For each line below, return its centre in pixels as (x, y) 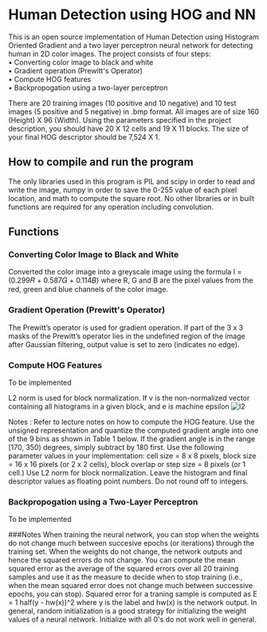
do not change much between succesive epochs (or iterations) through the (132, 543)
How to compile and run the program (101, 162)
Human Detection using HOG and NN (132, 15)
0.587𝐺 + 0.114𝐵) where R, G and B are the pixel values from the (148, 280)
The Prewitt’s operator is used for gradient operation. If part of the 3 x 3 (126, 327)
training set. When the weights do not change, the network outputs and (126, 551)
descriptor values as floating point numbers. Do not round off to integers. (128, 481)
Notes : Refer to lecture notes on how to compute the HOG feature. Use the (132, 422)
